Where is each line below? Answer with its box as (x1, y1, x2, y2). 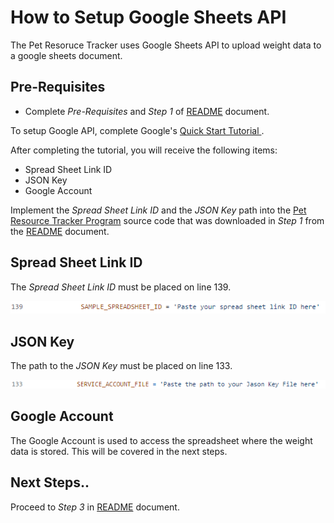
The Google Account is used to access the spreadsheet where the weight (10, 434, 313, 446)
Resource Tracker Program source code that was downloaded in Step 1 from (10, 214, 325, 226)
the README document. (10, 225, 110, 237)
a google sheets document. (10, 49, 123, 61)
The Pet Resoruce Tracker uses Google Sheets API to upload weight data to (10, 39, 322, 51)
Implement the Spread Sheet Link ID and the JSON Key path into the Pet (10, 204, 307, 216)
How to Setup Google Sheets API (10, 6, 287, 29)
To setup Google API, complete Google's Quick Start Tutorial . (10, 124, 265, 136)
